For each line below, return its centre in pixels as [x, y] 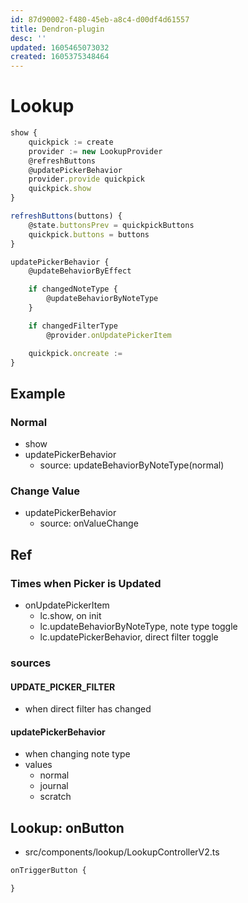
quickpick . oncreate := [75, 353]
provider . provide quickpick [86, 179]
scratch [55, 797]
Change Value [45, 491]
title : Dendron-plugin [57, 29]
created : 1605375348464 [60, 57]
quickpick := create [71, 142]
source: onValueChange [89, 523]
